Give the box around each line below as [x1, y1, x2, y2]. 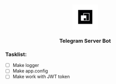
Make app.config [12, 68, 48, 74]
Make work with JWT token [12, 73, 70, 79]
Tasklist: [5, 51, 27, 58]
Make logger [12, 62, 40, 68]
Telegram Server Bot [59, 37, 111, 44]
